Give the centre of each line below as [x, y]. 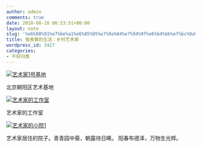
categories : [21, 51]
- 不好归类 [18, 56]
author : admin [24, 12]
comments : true [25, 17]
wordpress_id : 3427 [31, 46]
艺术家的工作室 [25, 112]
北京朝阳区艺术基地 [30, 87]
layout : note [23, 28]
